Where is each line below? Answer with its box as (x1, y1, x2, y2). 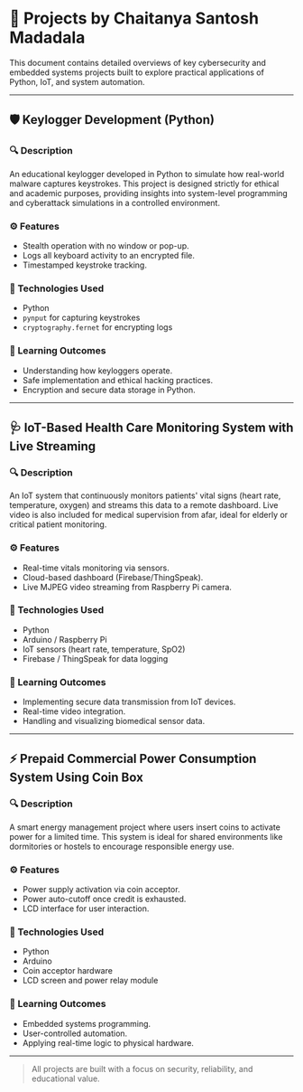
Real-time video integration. (22, 706, 126, 717)
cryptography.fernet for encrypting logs (22, 322, 173, 333)
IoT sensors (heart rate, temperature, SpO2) (22, 644, 186, 654)
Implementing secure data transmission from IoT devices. (22, 696, 236, 708)
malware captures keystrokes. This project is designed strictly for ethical (9, 178, 280, 189)
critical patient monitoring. (9, 519, 107, 530)
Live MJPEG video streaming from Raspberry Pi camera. (22, 581, 233, 592)
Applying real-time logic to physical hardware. (22, 1037, 194, 1048)
